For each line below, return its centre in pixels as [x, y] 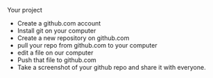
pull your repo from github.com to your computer [87, 45]
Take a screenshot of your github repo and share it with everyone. [111, 67]
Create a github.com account [59, 23]
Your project [25, 10]
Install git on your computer [57, 31]
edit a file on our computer [55, 52]
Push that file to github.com [57, 60]
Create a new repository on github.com [73, 38]
